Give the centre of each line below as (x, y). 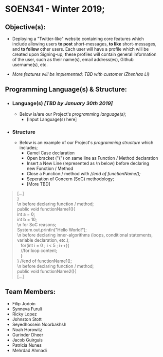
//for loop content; (39, 251)
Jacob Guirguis (27, 340)
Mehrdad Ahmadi (29, 350)
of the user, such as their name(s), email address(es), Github (73, 59)
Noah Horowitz (27, 329)
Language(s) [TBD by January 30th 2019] (62, 104)
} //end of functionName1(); (44, 261)
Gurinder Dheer (28, 335)
